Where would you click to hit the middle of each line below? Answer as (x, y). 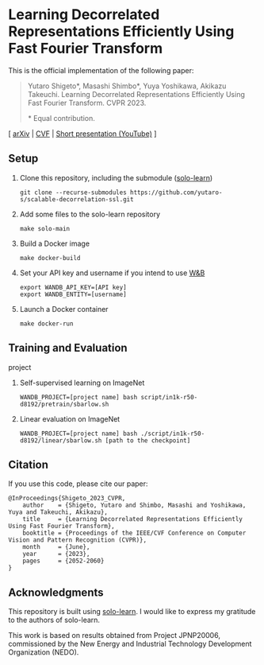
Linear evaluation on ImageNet (70, 418)
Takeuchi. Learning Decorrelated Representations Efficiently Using (136, 94)
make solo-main (45, 228)
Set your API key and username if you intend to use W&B (112, 273)
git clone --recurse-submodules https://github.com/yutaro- (121, 192)
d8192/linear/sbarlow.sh (61, 440)
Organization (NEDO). (44, 652)
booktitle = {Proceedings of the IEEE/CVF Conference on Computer (134, 533)
